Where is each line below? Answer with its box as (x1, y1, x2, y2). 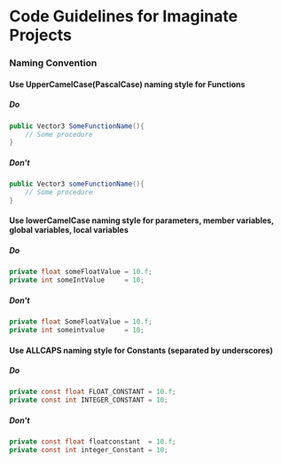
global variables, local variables (9, 225, 129, 235)
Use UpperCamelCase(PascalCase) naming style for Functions (9, 78, 246, 90)
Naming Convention (9, 57, 98, 69)
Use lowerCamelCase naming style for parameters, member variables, (9, 215, 274, 226)
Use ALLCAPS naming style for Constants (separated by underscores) (9, 345, 273, 355)
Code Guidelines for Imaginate (9, 6, 238, 27)
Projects (9, 25, 73, 45)
